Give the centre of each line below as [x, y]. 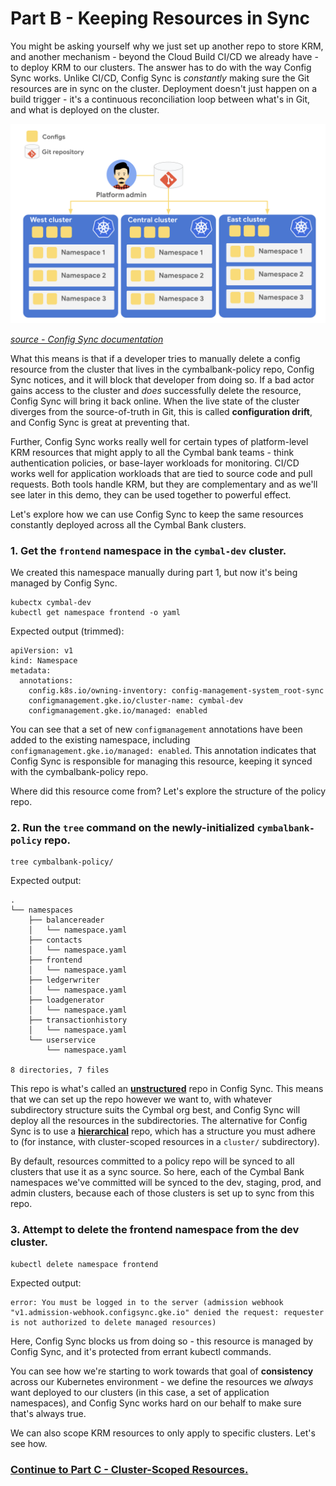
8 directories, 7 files [60, 1070]
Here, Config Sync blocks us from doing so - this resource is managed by [162, 1341]
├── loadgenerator [66, 1000]
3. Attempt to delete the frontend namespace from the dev [155, 1230]
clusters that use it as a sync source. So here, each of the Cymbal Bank [157, 1172]
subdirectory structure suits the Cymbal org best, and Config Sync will [155, 1110]
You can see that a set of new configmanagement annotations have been [156, 729]
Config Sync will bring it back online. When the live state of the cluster [155, 401]
